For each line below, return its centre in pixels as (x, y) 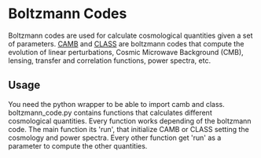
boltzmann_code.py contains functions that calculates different (110, 112)
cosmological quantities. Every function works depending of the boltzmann (130, 121)
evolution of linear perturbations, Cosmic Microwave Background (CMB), (126, 52)
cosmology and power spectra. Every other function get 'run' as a (115, 138)
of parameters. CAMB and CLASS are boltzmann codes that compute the (126, 43)
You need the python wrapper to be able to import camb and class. (117, 104)
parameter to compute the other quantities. (78, 145)
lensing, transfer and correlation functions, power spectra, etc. (109, 61)
